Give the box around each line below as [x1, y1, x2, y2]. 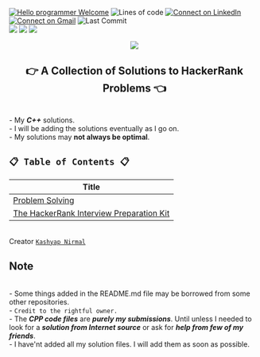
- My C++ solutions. [9, 115, 75, 125]
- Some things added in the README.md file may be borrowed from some [9, 289, 250, 298]
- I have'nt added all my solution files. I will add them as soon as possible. [9, 340, 250, 349]
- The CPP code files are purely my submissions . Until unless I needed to [9, 314, 253, 324]
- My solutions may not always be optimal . [9, 132, 150, 142]
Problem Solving [13, 195, 75, 206]
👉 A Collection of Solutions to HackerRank [25, 64, 243, 78]
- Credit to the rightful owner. [9, 306, 118, 316]
